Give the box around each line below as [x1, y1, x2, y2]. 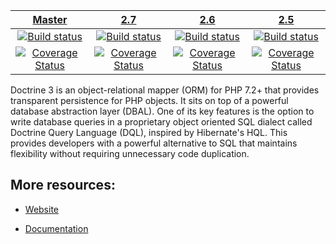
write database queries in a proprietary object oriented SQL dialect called [10, 116, 313, 128]
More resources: [10, 177, 116, 194]
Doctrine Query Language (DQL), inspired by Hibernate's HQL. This [10, 127, 288, 138]
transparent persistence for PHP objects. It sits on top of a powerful [10, 95, 289, 106]
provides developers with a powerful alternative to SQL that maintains [10, 137, 298, 149]
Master [32, 13, 68, 26]
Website [24, 203, 60, 215]
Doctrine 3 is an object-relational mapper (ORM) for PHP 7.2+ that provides [10, 84, 320, 96]
